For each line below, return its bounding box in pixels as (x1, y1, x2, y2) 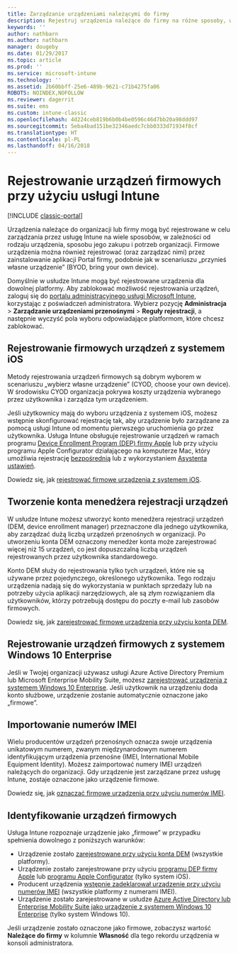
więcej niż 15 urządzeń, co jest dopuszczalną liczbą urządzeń (7, 544, 188, 553)
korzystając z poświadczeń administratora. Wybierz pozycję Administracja (7, 299, 227, 308)
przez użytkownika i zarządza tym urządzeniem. (7, 395, 149, 403)
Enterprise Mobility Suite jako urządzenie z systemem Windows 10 (17, 903, 212, 911)
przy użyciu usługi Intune (7, 188, 160, 204)
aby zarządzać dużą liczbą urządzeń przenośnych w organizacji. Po (7, 529, 206, 538)
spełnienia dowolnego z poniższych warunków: (7, 836, 145, 844)
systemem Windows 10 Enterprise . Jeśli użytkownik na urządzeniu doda (7, 683, 218, 692)
